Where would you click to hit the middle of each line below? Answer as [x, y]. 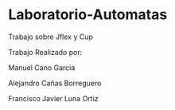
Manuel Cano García [42, 67]
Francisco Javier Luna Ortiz [53, 98]
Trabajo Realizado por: [45, 52]
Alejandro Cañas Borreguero [55, 83]
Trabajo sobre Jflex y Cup [51, 37]
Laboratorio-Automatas [88, 15]
